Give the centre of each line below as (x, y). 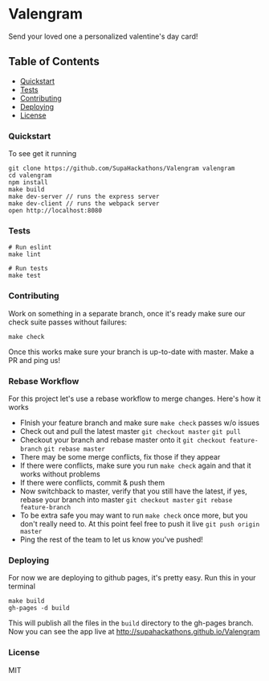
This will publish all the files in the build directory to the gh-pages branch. (131, 623)
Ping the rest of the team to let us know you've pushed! (111, 539)
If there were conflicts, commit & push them (92, 482)
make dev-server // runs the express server (84, 197)
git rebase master (75, 449)
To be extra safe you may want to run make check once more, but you (134, 515)
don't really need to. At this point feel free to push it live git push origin (140, 523)
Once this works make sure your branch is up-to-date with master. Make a (131, 352)
